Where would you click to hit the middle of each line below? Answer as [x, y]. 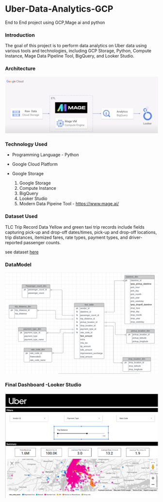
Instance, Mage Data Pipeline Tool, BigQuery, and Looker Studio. [70, 56]
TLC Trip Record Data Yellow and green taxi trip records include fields [75, 227]
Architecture [20, 69]
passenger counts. [42, 242]
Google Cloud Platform [35, 164]
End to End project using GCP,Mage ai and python [55, 22]
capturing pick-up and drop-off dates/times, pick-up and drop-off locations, [81, 232]
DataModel [18, 265]
